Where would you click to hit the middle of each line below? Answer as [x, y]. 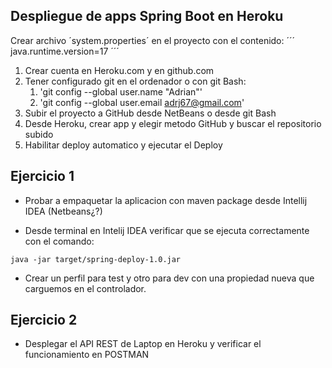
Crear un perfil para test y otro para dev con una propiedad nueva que [169, 278]
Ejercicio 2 [44, 320]
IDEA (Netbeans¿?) [63, 211]
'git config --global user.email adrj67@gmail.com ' [142, 102]
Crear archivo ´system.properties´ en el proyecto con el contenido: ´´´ [153, 40]
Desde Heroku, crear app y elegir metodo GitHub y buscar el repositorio [173, 123]
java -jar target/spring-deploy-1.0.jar [96, 259]
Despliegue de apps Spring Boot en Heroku [147, 16]
